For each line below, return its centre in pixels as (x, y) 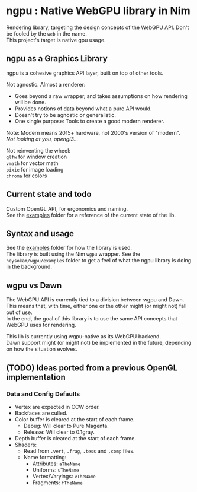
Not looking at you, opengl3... (42, 139)
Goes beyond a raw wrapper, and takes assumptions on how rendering (101, 96)
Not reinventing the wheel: (38, 150)
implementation (36, 377)
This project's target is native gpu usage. (56, 40)
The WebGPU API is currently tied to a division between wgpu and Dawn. (95, 300)
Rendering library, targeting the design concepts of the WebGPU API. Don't (98, 27)
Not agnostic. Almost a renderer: (46, 84)
